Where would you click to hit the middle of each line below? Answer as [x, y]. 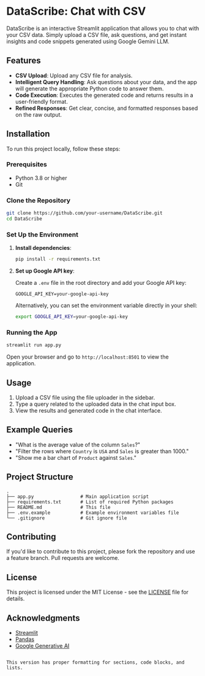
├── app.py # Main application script [78, 496]
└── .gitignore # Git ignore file [67, 518]
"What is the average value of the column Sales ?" [78, 445]
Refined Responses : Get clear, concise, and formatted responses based [106, 108]
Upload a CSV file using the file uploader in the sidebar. [85, 397]
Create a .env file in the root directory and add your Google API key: [101, 283]
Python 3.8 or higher [41, 178]
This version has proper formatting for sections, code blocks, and [95, 662]
